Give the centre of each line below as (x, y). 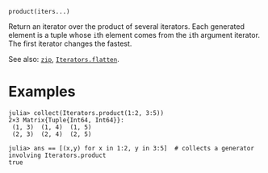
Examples (42, 92)
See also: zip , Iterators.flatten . (64, 59)
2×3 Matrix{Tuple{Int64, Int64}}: (67, 120)
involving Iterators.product (57, 155)
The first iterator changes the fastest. (70, 43)
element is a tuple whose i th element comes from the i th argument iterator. (134, 35)
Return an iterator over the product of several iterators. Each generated (126, 27)
